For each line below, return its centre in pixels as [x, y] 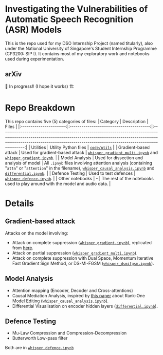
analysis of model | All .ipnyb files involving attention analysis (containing [79, 163]
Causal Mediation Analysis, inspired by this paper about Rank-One [78, 295]
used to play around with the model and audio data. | [58, 184]
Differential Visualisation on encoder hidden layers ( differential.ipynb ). [85, 306]
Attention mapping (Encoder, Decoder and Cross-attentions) [72, 290]
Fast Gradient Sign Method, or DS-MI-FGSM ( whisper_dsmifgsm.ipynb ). [83, 263]
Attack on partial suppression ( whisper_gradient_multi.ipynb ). [75, 253]
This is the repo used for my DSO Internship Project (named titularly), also [79, 43]
